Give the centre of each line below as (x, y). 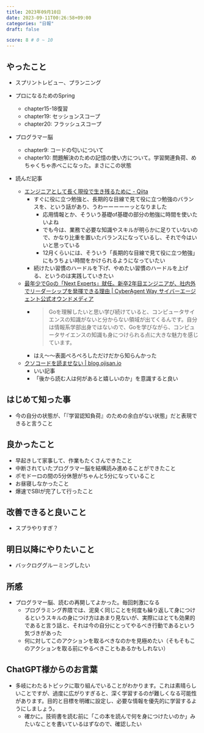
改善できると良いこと (46, 512)
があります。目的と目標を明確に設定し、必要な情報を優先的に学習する (103, 700)
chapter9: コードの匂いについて (64, 150)
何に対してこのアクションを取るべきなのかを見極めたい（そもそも (107, 641)
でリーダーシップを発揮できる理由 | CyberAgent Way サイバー (102, 291)
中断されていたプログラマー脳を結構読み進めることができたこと (95, 468)
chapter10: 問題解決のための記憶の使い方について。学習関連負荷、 (107, 158)
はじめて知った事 (38, 400)
